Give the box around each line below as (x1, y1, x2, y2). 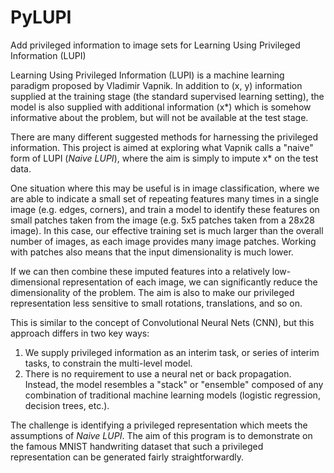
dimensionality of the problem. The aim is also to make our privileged (10, 286, 295, 298)
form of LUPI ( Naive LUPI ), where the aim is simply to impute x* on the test (10, 152, 319, 164)
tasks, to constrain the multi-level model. (24, 357, 193, 369)
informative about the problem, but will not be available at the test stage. (10, 111, 309, 123)
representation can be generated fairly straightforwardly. (10, 451, 244, 463)
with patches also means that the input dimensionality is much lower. (10, 246, 294, 258)
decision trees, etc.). (24, 399, 110, 411)
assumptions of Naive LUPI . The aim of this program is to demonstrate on (10, 429, 313, 441)
